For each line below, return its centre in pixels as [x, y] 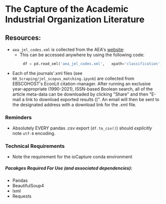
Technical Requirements [35, 146]
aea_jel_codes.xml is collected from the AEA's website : [68, 50]
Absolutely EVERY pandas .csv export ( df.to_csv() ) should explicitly [82, 128]
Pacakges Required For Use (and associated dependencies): [69, 168]
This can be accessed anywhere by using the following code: [82, 55]
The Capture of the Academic [67, 9]
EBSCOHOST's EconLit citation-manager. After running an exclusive [82, 84]
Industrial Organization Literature [75, 19]
